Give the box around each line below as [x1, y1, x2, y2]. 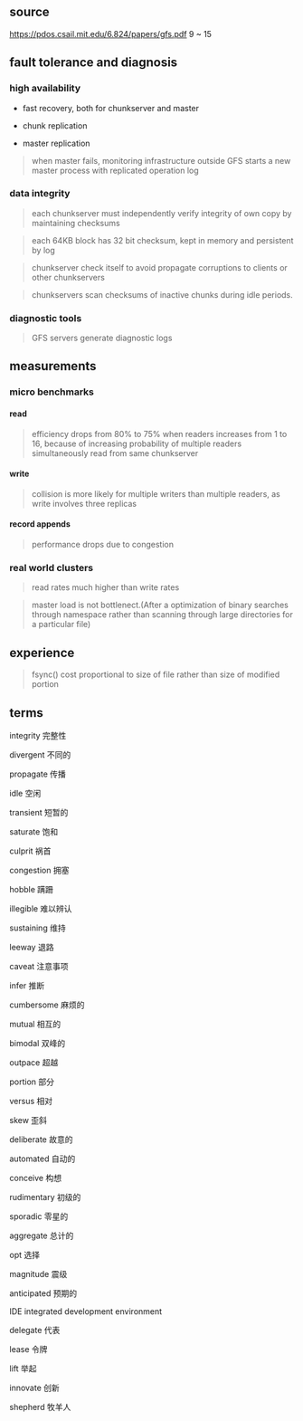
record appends [9, 519, 71, 529]
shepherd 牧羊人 [9, 1401, 71, 1412]
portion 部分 [9, 1076, 55, 1087]
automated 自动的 [9, 1153, 76, 1164]
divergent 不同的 [9, 749, 71, 760]
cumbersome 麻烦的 [9, 999, 85, 1010]
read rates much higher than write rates [31, 582, 180, 593]
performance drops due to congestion [31, 539, 175, 550]
